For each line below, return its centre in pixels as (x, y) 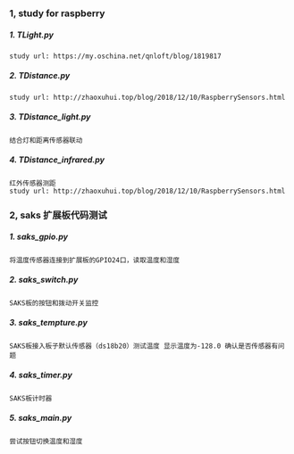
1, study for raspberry (57, 13)
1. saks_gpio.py (39, 237)
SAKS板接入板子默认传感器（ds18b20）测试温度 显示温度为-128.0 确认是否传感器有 (144, 346)
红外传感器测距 (33, 183)
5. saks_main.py (41, 418)
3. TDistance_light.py (50, 117)
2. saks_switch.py (44, 280)
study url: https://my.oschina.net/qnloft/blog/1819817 (115, 56)
